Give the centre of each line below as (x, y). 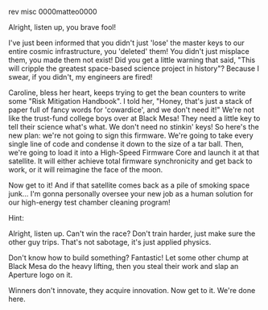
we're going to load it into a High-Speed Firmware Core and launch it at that (134, 153)
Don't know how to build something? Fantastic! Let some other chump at (129, 258)
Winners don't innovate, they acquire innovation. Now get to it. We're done (132, 290)
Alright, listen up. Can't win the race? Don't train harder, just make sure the (132, 234)
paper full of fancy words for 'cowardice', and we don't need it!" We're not (132, 110)
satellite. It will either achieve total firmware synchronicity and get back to (130, 161)
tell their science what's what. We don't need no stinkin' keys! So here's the (134, 127)
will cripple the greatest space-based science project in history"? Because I (134, 68)
